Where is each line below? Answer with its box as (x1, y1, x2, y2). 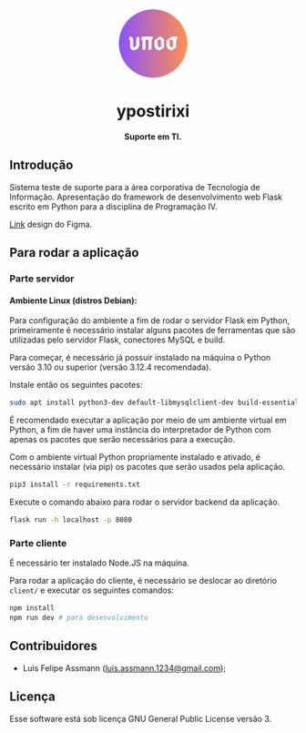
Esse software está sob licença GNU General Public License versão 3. (9, 713, 272, 724)
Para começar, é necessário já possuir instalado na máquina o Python (9, 352, 271, 363)
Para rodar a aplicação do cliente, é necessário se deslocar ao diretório (9, 575, 278, 586)
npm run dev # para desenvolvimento (9, 614, 148, 623)
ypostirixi (116, 101, 190, 122)
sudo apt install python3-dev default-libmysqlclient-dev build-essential (9, 398, 300, 408)
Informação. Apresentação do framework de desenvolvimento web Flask (9, 191, 283, 202)
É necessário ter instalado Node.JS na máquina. (9, 557, 189, 568)
